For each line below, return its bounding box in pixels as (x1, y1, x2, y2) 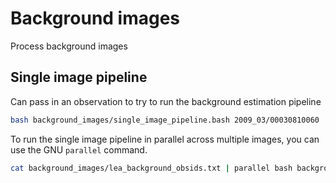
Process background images (10, 40, 128, 52)
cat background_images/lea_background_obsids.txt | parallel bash (10, 163, 293, 173)
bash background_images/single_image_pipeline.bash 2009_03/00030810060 (10, 115, 320, 125)
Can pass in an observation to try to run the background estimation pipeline (10, 95, 322, 107)
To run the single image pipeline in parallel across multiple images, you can (10, 133, 320, 145)
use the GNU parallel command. (10, 143, 148, 156)
